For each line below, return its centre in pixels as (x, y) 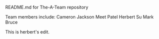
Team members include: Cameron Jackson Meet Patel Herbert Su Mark (79, 17)
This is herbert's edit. (27, 32)
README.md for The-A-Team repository (47, 7)
